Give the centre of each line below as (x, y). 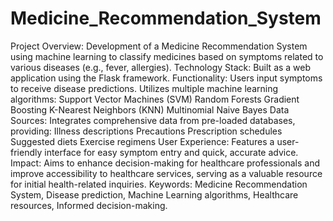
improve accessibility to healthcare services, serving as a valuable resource (166, 173)
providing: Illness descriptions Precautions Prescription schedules (146, 131)
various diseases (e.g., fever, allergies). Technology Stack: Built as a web (161, 67)
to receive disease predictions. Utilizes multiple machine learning (144, 88)
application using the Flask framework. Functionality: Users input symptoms (166, 78)
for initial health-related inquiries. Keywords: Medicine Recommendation (159, 184)
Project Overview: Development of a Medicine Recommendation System (159, 46)
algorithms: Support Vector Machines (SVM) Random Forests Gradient (155, 99)
